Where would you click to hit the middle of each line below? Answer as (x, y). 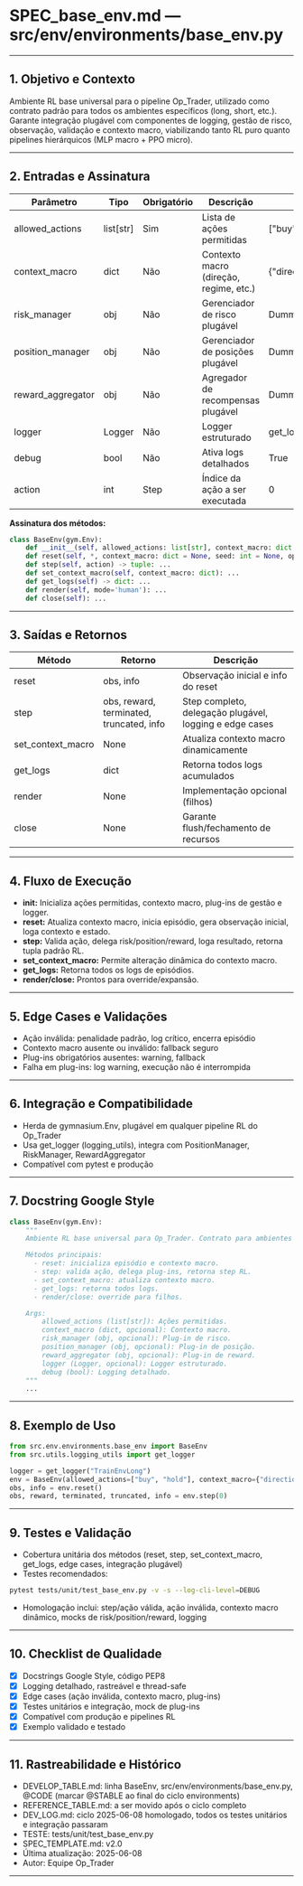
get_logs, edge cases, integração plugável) (102, 1564)
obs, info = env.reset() (56, 1487)
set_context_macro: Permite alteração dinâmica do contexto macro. (150, 961)
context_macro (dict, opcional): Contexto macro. (137, 1330)
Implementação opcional (234, 791)
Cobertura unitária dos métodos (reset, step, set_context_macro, (142, 1554)
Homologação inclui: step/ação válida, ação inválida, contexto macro (150, 1608)
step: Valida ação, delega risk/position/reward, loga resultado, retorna (153, 942)
